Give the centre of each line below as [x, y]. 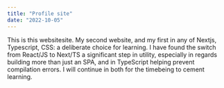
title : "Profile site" [40, 14]
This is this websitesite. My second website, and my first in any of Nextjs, [112, 39]
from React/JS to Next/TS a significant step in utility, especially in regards [112, 54]
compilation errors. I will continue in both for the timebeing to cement [106, 69]
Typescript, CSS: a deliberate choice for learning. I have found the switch [112, 47]
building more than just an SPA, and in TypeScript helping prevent [101, 62]
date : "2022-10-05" [35, 20]
